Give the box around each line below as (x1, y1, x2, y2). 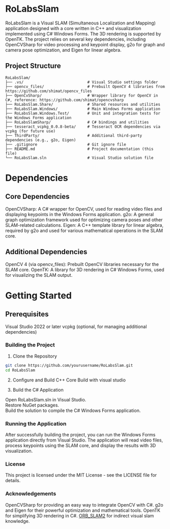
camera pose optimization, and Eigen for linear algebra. (5, 47, 122, 53)
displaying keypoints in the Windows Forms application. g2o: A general (5, 211, 154, 217)
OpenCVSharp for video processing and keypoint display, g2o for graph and (5, 41, 165, 47)
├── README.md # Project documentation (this (5, 146, 154, 152)
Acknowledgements (5, 490, 56, 497)
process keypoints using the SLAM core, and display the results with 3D (5, 442, 156, 448)
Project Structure (5, 62, 61, 70)
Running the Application (5, 420, 67, 427)
